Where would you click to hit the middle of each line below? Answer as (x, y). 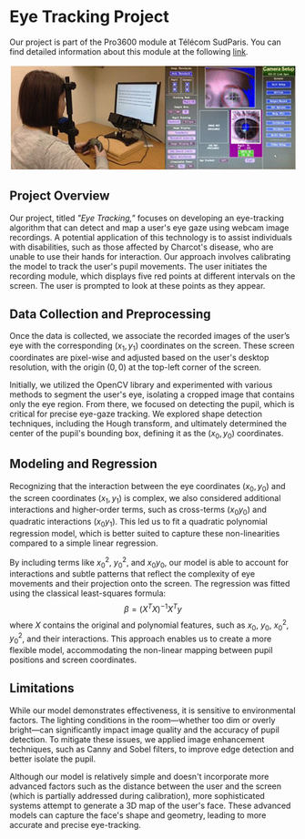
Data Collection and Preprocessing (110, 314)
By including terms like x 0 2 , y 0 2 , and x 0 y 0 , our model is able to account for (149, 563)
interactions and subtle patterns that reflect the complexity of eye (132, 574)
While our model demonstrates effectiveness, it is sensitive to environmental (152, 710)
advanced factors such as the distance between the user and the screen (146, 786)
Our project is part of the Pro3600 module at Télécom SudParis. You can (146, 42)
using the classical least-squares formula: (88, 593)
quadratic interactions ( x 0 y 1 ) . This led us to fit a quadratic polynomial (139, 523)
